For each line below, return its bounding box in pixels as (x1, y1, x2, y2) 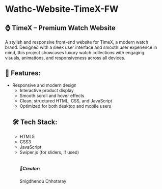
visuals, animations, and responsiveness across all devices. (5, 55, 126, 61)
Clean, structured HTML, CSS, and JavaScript (19, 97, 112, 104)
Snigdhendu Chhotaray (19, 178, 67, 184)
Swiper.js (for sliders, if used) (19, 149, 80, 155)
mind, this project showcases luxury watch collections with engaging (5, 50, 145, 55)
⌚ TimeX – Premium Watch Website (5, 24, 116, 32)
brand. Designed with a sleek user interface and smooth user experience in (5, 44, 158, 50)
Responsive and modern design (12, 82, 77, 88)
